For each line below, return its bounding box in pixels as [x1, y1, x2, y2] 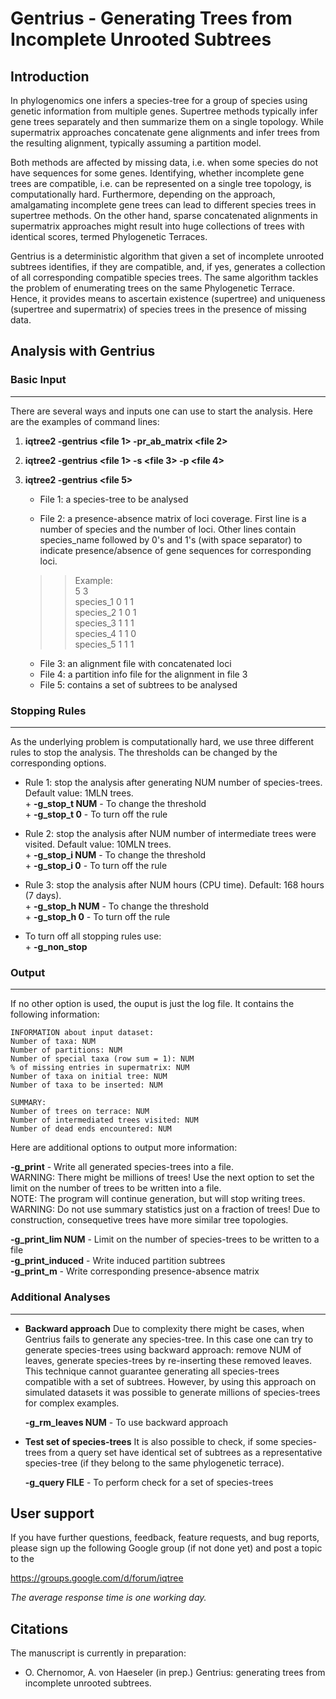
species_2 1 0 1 [74, 606, 137, 618]
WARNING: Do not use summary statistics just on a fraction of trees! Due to [10, 1203, 321, 1216]
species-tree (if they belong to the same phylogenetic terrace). [24, 1457, 285, 1469]
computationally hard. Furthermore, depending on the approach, [10, 188, 276, 200]
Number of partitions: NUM [10, 1045, 123, 1056]
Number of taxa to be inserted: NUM [10, 1080, 163, 1091]
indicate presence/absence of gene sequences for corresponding [39, 544, 312, 556]
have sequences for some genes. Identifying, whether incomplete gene [10, 167, 305, 179]
